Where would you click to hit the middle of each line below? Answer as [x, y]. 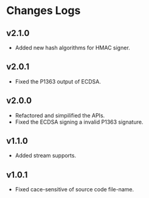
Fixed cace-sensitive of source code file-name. [74, 189]
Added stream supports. [46, 155]
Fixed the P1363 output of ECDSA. [58, 81]
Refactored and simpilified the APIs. [60, 115]
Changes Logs [43, 11]
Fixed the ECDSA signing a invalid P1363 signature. [79, 122]
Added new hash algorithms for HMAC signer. [73, 48]
